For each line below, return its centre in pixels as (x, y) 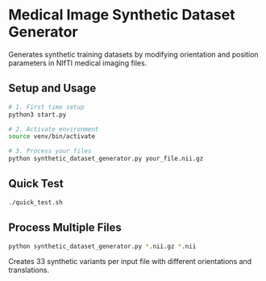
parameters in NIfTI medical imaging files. (78, 63)
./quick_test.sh (35, 202)
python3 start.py (37, 115)
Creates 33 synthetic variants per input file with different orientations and (130, 262)
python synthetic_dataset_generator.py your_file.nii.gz (106, 159)
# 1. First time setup (46, 107)
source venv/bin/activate (52, 136)
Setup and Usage (52, 88)
